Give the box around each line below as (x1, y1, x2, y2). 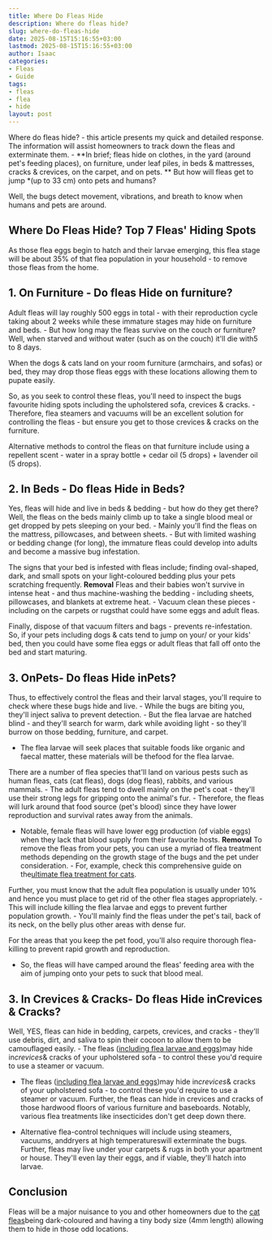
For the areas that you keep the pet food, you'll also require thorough (8, 936, 240, 946)
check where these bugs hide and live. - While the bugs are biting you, (8, 701, 245, 711)
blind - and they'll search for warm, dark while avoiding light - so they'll (8, 719, 247, 729)
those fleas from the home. (8, 262, 99, 272)
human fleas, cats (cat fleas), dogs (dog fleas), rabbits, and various (8, 776, 234, 785)
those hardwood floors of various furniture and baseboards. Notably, (19, 1103, 251, 1112)
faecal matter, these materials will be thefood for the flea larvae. (19, 751, 235, 761)
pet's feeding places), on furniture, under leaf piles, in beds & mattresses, (8, 159, 255, 168)
